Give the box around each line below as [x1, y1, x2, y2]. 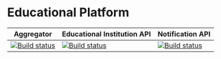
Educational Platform [7, 5, 130, 20]
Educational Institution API [61, 29, 151, 39]
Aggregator [13, 29, 53, 39]
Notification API [157, 29, 211, 39]
